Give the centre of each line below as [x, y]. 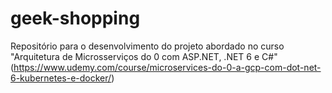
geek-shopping [75, 18]
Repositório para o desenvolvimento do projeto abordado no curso [147, 46]
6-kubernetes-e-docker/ [61, 78]
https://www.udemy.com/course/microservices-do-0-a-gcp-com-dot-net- [167, 67]
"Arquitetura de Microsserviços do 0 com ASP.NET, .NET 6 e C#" [144, 56]
